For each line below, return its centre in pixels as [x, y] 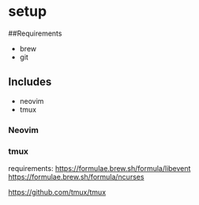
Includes [30, 82]
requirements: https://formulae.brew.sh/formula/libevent [99, 168]
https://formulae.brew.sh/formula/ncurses [76, 177]
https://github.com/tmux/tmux [57, 192]
